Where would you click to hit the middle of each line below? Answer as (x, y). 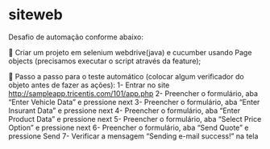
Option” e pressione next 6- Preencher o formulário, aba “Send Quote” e (129, 127)
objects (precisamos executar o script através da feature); (105, 61)
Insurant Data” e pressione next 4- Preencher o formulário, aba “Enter (124, 111)
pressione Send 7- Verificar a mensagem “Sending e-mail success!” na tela (133, 136)
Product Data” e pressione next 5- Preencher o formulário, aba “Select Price (135, 119)
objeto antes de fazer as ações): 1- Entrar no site (89, 85)
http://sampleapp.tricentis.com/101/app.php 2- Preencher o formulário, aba (133, 93)
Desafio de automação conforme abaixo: (76, 37)
